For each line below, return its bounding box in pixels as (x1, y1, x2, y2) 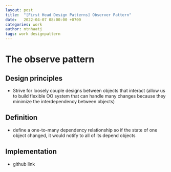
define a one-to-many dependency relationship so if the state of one (12, 127, 158, 133)
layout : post (5, 7, 33, 13)
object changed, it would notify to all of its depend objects (12, 132, 136, 139)
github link (12, 161, 35, 167)
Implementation (5, 147, 57, 156)
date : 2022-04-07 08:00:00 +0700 (5, 17, 81, 22)
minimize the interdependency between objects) (12, 99, 115, 104)
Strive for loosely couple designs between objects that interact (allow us (12, 88, 165, 93)
